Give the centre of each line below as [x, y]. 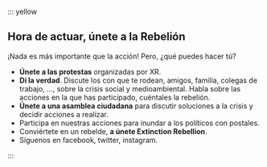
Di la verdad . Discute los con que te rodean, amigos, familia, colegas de [138, 80]
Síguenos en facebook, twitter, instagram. [88, 140]
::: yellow [23, 12]
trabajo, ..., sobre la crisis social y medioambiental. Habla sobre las [130, 88]
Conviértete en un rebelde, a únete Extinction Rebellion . [113, 131]
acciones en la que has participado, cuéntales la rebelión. [115, 97]
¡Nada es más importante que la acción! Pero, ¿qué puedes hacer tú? [122, 56]
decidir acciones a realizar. [64, 114]
